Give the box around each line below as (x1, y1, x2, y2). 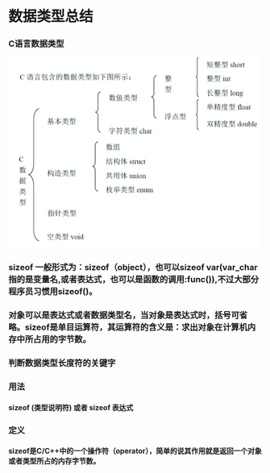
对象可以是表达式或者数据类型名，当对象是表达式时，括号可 (8, 309, 240, 321)
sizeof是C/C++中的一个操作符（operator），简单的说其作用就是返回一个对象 (8, 446, 262, 456)
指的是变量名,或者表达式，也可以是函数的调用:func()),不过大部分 (8, 274, 260, 285)
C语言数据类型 (8, 38, 64, 49)
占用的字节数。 (33, 334, 91, 345)
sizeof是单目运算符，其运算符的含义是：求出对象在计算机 (24, 322, 248, 333)
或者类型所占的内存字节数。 (8, 456, 101, 466)
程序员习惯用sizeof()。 (8, 286, 98, 297)
